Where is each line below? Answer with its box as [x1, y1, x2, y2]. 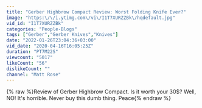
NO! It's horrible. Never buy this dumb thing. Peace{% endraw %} [6, 95, 172, 102]
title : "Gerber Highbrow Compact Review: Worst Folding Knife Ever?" [6, 9, 187, 15]
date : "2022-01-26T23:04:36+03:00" [6, 37, 97, 43]
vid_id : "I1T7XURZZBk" [6, 20, 64, 26]
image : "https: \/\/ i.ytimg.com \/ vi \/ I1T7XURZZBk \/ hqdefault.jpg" [6, 15, 175, 21]
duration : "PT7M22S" [6, 49, 59, 55]
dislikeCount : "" [6, 65, 50, 72]
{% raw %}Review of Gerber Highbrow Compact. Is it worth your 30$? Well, [6, 88, 197, 95]
